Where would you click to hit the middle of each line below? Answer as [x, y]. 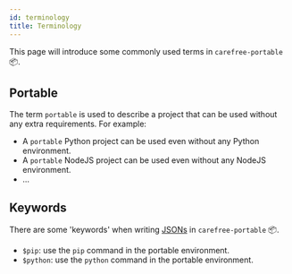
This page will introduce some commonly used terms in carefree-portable [146, 51]
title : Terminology [46, 26]
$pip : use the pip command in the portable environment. [126, 251]
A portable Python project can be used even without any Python [141, 141]
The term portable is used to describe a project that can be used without [143, 115]
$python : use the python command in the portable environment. [138, 260]
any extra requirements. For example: [78, 124]
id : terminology [39, 17]
